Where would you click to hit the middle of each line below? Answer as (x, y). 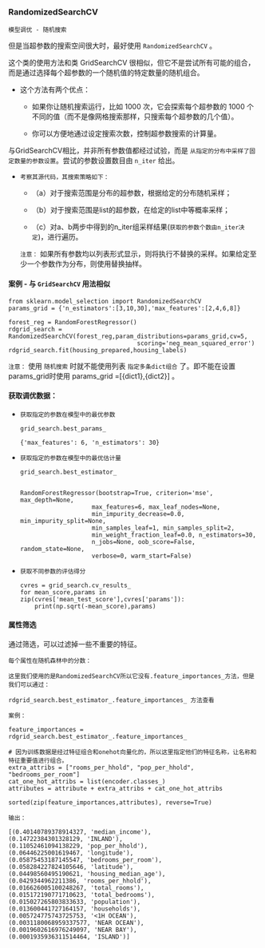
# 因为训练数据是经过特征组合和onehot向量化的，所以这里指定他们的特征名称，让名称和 (132, 752)
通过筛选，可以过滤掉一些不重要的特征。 (75, 644)
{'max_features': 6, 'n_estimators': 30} (89, 442)
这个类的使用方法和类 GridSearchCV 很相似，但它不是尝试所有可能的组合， (132, 63)
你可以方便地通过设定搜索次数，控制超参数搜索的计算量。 (126, 133)
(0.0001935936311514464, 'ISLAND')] (69, 937)
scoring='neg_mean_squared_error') (196, 343)
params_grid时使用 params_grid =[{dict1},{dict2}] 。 (94, 376)
